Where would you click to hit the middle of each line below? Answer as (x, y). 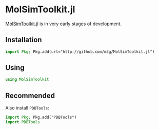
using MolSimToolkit (27, 80)
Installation (24, 40)
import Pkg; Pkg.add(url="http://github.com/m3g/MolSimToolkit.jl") (80, 52)
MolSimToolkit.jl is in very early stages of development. (64, 24)
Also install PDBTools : (27, 108)
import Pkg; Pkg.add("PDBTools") (41, 117)
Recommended (30, 95)
